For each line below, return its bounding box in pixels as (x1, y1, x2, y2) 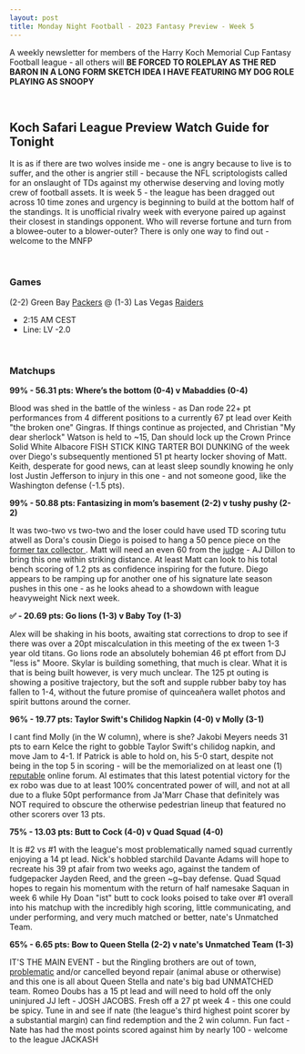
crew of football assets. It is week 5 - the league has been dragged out (9, 187, 275, 198)
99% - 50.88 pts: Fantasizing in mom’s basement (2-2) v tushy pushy (9, 497, 278, 508)
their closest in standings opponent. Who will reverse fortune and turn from (9, 216, 292, 228)
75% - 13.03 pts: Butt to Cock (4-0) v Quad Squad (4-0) (9, 826, 224, 837)
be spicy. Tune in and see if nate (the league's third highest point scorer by (9, 1005, 290, 1016)
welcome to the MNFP (9, 236, 93, 247)
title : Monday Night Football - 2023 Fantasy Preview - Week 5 (9, 22, 255, 31)
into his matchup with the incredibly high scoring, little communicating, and (9, 902, 291, 913)
